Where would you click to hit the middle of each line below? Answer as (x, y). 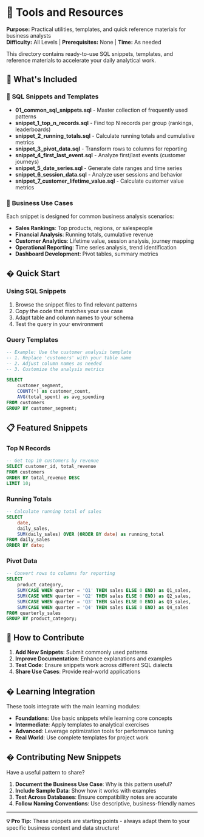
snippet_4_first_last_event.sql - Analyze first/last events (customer (100, 155)
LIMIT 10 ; (19, 483)
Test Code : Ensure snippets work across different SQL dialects (94, 665)
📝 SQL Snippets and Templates (53, 97)
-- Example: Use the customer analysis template (69, 352)
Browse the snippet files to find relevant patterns (76, 304)
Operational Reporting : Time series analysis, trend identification (96, 247)
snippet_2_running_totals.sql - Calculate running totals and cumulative (105, 135)
